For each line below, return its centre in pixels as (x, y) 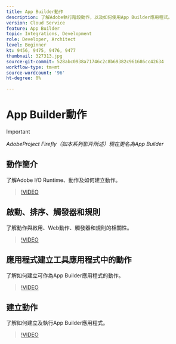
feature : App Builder (33, 28)
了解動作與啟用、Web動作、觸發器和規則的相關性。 (69, 228)
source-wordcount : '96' (36, 73)
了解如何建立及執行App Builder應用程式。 (57, 323)
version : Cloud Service (36, 23)
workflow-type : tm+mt (33, 67)
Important (18, 132)
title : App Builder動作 (35, 12)
